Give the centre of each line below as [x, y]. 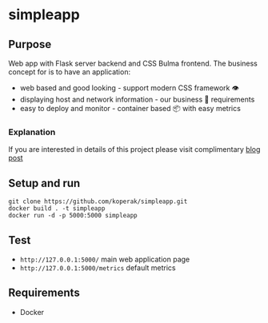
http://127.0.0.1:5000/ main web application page [105, 259]
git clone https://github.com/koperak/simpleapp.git [98, 201]
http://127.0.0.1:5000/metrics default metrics [98, 267]
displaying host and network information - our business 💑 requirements [137, 99]
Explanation [32, 132]
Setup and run [44, 183]
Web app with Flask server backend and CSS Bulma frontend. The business [133, 63]
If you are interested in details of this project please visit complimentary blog [134, 150]
